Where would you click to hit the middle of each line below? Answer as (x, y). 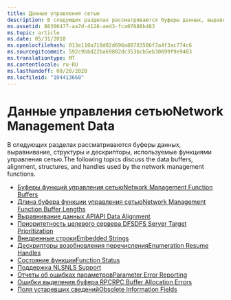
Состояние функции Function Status (68, 260)
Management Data (61, 126)
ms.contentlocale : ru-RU (43, 65)
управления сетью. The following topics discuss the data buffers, (100, 159)
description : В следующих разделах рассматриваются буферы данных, (106, 20)
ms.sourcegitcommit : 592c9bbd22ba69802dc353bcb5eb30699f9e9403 (100, 52)
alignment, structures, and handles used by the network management (106, 167)
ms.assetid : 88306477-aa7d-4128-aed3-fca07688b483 (81, 26)
